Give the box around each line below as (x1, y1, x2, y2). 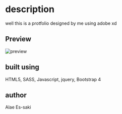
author (5, 91, 27, 99)
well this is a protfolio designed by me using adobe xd (5, 20, 117, 26)
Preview (5, 35, 32, 43)
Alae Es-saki (5, 104, 31, 110)
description (5, 4, 54, 15)
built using (5, 63, 39, 72)
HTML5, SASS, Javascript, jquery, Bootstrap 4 (5, 76, 101, 82)
